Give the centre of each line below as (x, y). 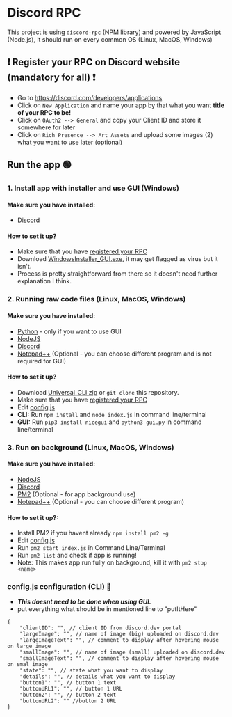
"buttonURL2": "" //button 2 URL (68, 701)
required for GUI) (42, 361)
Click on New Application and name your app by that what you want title (121, 105)
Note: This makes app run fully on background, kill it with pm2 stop (112, 562)
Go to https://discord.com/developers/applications (90, 97)
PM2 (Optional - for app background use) (76, 494)
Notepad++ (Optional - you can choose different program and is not (114, 354)
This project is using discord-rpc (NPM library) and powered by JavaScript (114, 32)
